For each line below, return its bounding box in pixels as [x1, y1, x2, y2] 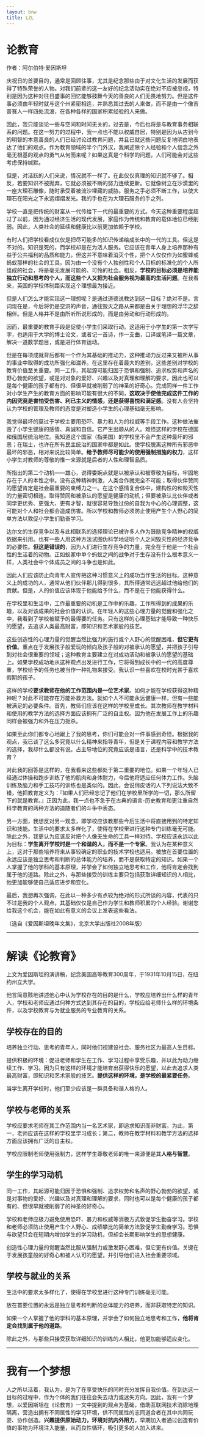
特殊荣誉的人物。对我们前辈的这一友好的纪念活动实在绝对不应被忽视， [16, 85, 193, 92]
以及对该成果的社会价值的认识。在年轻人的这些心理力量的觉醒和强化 [16, 608, 188, 615]
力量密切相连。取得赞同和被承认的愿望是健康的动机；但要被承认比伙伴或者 [11, 492, 199, 499]
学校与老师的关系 [6, 1104, 71, 1115]
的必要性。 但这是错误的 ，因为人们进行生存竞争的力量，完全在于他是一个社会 [6, 543, 199, 551]
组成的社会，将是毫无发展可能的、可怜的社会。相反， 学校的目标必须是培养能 [6, 266, 199, 274]
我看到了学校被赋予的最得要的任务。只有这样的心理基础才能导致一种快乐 [16, 615, 199, 622]
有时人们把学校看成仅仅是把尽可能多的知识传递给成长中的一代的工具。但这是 [6, 236, 199, 243]
